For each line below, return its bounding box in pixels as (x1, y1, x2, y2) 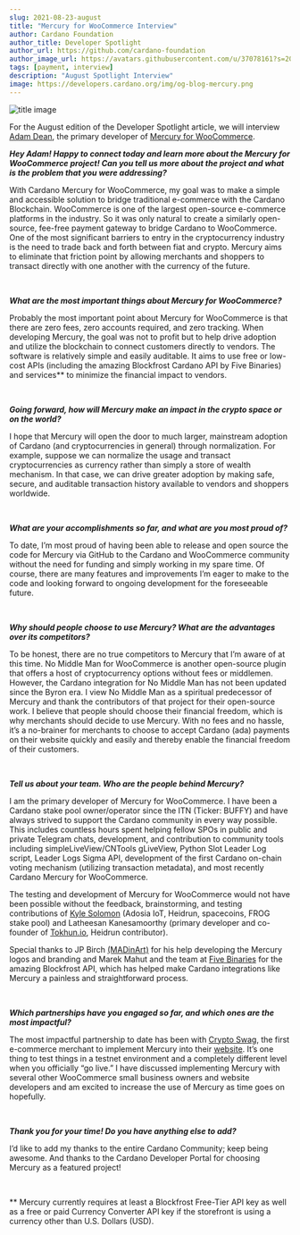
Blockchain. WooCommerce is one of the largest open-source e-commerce (9, 203, 287, 214)
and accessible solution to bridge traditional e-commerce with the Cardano (9, 194, 286, 205)
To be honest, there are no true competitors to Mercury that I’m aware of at (9, 649, 286, 660)
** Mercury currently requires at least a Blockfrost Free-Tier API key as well (9, 1197, 287, 1207)
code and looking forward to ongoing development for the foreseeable (9, 577, 269, 588)
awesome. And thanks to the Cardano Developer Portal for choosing (9, 1152, 261, 1163)
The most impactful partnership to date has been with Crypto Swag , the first (9, 1034, 290, 1045)
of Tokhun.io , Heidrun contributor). (39, 927, 169, 937)
